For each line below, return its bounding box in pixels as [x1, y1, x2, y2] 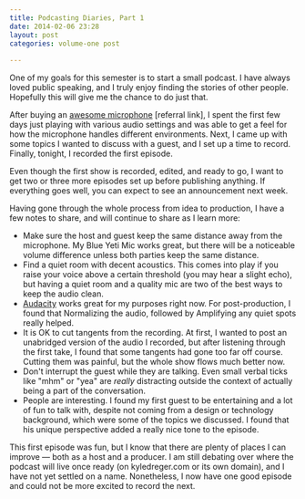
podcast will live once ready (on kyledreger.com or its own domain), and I [9, 462, 285, 473]
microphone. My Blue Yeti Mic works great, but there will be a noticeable [22, 240, 296, 251]
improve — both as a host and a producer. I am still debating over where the [9, 452, 294, 463]
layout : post [9, 30, 59, 39]
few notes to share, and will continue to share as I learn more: [9, 213, 241, 224]
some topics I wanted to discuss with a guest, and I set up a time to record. [9, 139, 291, 150]
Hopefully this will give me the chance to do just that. [9, 92, 208, 103]
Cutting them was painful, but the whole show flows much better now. [22, 357, 285, 368]
